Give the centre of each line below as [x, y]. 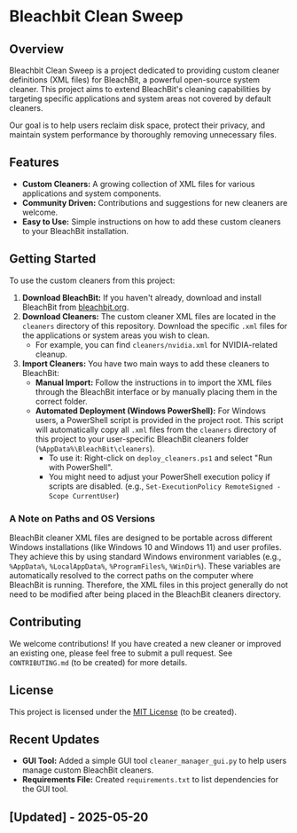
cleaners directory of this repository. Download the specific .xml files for [155, 326]
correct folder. [61, 401]
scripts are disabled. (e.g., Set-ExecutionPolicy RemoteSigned [160, 486]
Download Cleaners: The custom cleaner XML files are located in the [149, 316]
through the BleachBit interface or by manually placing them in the [156, 391]
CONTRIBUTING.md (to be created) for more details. [98, 662]
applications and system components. [91, 193]
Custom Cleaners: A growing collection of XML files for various [138, 184]
